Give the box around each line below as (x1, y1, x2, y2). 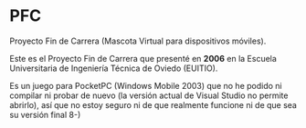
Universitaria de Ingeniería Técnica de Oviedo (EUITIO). (9, 63, 218, 74)
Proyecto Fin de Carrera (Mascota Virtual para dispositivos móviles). (9, 35, 267, 46)
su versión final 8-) (9, 109, 81, 120)
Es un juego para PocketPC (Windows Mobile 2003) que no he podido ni (9, 80, 282, 91)
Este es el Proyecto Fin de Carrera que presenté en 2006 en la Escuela (9, 53, 277, 64)
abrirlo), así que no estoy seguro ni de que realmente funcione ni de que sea (9, 99, 297, 110)
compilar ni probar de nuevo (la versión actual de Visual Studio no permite (9, 90, 289, 101)
